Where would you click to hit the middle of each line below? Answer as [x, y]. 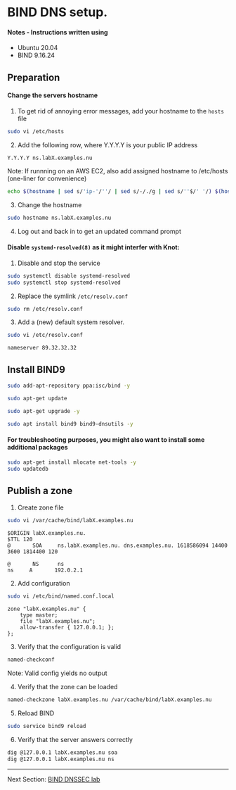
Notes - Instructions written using [58, 32]
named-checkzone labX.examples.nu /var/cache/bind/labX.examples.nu [110, 700]
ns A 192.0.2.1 [45, 570]
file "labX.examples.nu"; [58, 622]
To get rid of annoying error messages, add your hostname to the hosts [121, 111]
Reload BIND [36, 713]
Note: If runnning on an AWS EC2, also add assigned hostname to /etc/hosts [118, 171]
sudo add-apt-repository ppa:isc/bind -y [69, 386]
